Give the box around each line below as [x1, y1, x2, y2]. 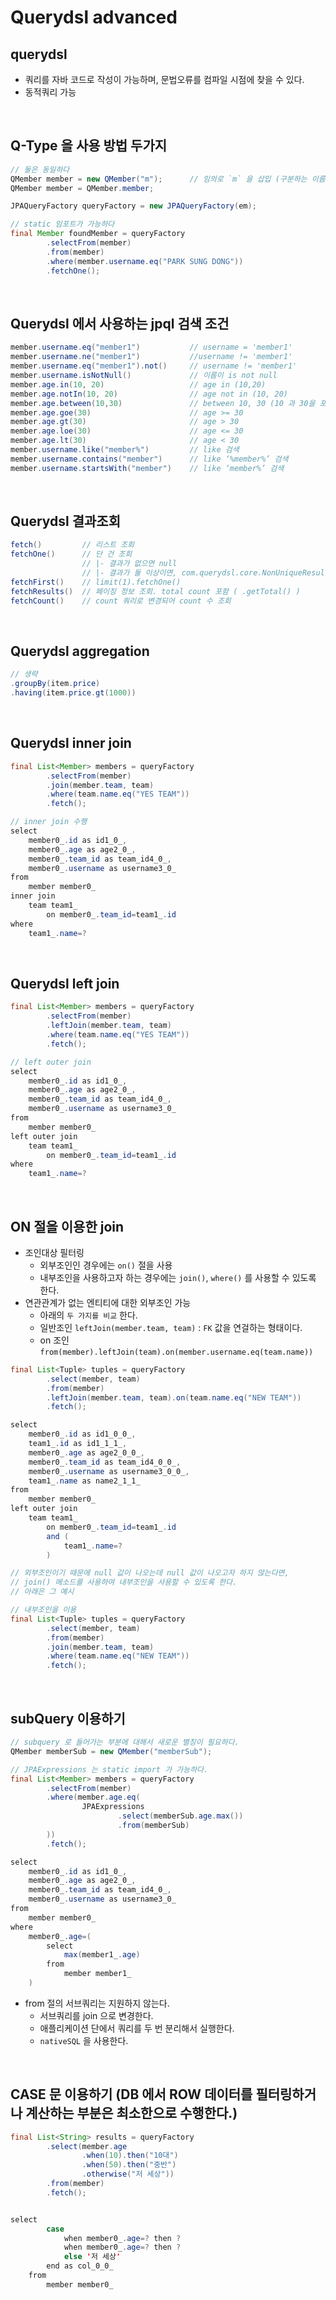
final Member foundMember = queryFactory [10, 229, 186, 239]
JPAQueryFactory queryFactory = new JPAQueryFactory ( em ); [10, 201, 257, 211]
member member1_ [63, 1969, 132, 1979]
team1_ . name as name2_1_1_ [28, 1476, 141, 1486]
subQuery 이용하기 [10, 1710, 126, 1727]
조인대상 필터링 [24, 1246, 85, 1258]
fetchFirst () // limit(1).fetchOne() [10, 577, 182, 587]
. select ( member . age [46, 2141, 128, 2151]
